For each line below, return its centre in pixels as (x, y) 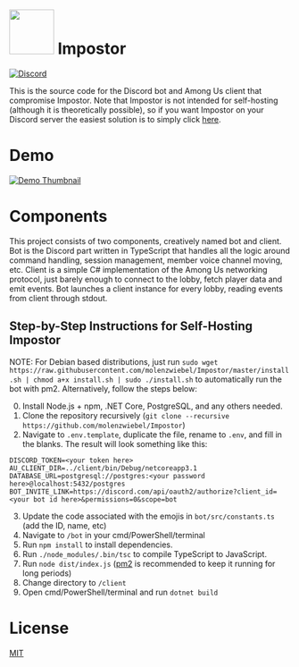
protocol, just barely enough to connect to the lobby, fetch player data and (146, 279)
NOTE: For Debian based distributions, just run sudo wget (114, 361)
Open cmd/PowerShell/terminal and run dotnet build (120, 592)
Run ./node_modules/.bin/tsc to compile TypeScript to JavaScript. (145, 553)
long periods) (47, 573)
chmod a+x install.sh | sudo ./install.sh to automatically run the (158, 379)
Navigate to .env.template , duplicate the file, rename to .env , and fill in (152, 435)
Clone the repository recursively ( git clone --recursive (126, 415)
